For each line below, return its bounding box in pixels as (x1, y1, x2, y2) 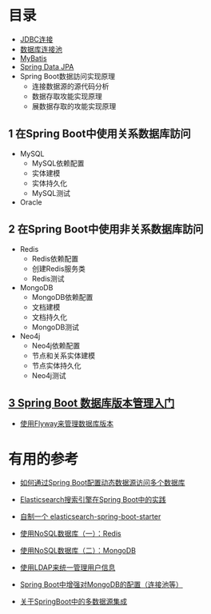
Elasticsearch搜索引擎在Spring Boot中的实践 (19, 495, 166, 504)
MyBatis (19, 53, 47, 63)
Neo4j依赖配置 (31, 341, 81, 350)
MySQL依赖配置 (31, 158, 85, 168)
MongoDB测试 (31, 322, 80, 332)
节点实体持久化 (31, 361, 82, 370)
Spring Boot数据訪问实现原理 (19, 71, 116, 81)
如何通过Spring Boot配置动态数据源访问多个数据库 (19, 478, 185, 488)
